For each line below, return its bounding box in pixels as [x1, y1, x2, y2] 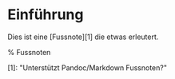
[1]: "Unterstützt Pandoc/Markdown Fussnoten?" [7, 62, 167, 73]
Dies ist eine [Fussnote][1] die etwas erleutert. [7, 32, 159, 41]
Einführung [7, 6, 84, 24]
